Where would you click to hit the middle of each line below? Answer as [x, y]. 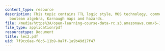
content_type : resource [29, 9]
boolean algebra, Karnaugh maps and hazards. [57, 18]
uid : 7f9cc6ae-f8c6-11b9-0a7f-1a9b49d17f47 [50, 41]
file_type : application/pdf [34, 28]
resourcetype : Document [29, 32]
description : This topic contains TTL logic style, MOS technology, [77, 14]
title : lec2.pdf [22, 37]
